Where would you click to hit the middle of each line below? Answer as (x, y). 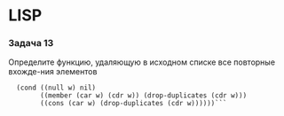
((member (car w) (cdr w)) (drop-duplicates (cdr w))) (144, 96)
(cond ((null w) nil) (56, 88)
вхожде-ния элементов (53, 72)
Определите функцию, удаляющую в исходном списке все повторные (142, 62)
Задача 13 (31, 43)
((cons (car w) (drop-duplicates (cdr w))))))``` (134, 104)
